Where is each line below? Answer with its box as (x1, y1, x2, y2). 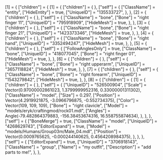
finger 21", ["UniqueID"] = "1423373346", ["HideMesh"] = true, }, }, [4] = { (5, 30, 154, 36)
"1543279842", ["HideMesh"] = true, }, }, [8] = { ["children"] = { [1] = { (5, 77, 146, 82)
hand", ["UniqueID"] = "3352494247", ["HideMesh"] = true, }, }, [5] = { (5, 40, 147, 46)
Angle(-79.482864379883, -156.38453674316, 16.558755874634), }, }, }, (5, 113, 152, 119)
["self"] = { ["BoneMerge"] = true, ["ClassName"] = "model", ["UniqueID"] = (5, 118, 158, 124)
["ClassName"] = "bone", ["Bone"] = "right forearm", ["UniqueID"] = (5, 72, 142, 77)
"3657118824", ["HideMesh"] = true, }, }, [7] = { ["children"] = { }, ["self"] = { (5, 66, 159, 72)
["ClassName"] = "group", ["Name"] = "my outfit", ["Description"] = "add (5, 144, 151, 150)
